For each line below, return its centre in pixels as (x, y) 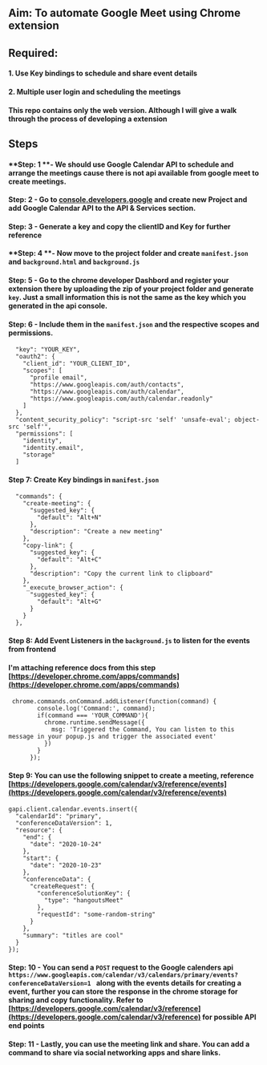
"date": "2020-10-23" (66, 865)
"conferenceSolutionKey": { (84, 893)
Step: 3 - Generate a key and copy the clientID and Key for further (119, 226)
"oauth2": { (36, 357)
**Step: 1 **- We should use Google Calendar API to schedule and (121, 164)
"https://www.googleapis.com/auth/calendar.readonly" (121, 399)
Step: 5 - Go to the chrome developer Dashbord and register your (119, 280)
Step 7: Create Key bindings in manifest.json (84, 480)
